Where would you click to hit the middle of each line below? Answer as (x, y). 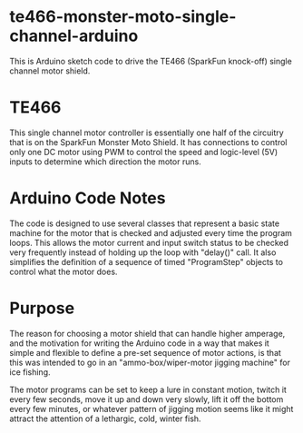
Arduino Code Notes (88, 198)
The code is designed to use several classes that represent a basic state (144, 223)
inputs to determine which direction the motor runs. (105, 162)
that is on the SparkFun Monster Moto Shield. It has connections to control (148, 142)
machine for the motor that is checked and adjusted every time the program (151, 232)
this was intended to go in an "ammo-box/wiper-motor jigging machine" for (150, 362)
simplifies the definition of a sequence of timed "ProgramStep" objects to (147, 261)
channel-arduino (74, 36)
